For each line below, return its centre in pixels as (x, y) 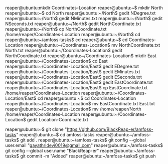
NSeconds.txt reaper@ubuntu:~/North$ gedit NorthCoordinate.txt (73, 24)
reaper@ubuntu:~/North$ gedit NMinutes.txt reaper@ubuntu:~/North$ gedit (84, 18)
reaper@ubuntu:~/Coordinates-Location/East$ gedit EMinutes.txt (73, 72)
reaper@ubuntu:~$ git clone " (36, 129)
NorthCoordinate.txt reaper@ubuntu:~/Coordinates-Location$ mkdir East (81, 56)
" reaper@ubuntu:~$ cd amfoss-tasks (55, 135)
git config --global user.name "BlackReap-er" (52, 151)
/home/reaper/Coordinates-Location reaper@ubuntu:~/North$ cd (73, 34)
